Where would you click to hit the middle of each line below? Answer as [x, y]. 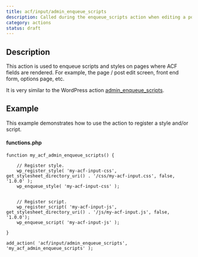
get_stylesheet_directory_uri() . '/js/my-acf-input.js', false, [88, 212]
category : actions [29, 22]
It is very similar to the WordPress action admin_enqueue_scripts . [85, 90]
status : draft [24, 28]
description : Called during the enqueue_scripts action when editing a [96, 17]
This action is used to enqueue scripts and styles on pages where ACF [92, 66]
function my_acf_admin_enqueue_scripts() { [60, 155]
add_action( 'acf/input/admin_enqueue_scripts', [67, 243]
